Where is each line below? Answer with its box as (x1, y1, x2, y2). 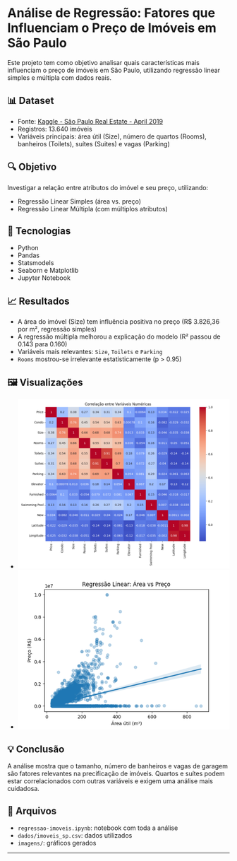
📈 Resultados (7, 295, 70, 307)
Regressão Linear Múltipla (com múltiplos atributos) (17, 204, 168, 213)
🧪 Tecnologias (7, 225, 71, 237)
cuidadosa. (7, 785, 40, 793)
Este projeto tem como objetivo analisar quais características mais (7, 58, 200, 66)
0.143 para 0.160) (17, 340, 68, 348)
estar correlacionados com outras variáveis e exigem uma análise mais (7, 777, 214, 785)
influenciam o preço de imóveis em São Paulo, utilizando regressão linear (7, 66, 221, 74)
